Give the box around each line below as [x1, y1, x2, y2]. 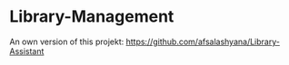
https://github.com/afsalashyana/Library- [125, 36, 280, 47]
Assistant [9, 45, 45, 56]
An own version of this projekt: [9, 36, 125, 47]
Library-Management [9, 6, 174, 27]
